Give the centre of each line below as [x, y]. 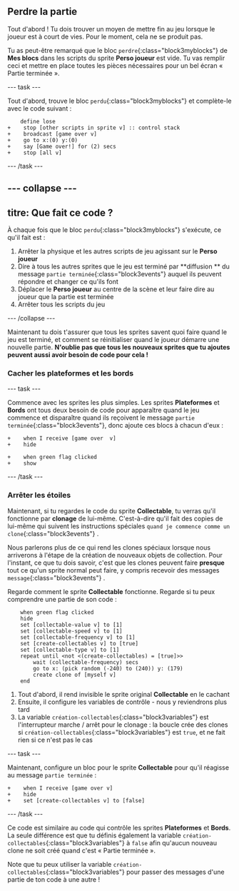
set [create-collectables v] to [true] [80, 643]
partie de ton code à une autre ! [54, 879]
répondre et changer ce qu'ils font [68, 282]
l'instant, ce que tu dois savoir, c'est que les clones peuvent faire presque [116, 563]
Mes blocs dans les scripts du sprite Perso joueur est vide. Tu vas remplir [116, 58]
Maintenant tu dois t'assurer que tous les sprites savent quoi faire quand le [117, 332]
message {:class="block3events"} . [56, 578]
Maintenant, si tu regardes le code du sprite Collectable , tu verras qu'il [112, 510]
